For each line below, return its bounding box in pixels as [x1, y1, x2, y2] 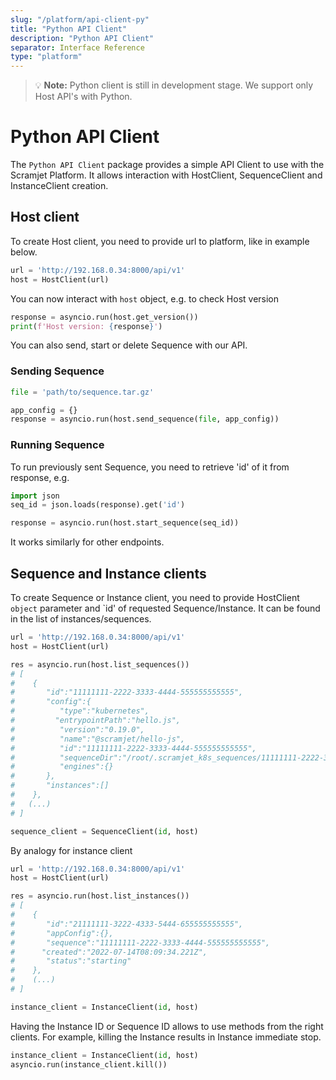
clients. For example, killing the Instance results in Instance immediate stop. [10, 1031, 322, 1043]
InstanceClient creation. [10, 180, 109, 192]
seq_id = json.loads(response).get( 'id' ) [10, 500, 186, 510]
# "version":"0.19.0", [10, 724, 145, 735]
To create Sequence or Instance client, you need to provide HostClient [10, 592, 300, 604]
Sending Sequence [10, 364, 105, 378]
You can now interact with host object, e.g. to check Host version [10, 292, 280, 305]
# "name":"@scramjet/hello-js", [10, 734, 186, 744]
